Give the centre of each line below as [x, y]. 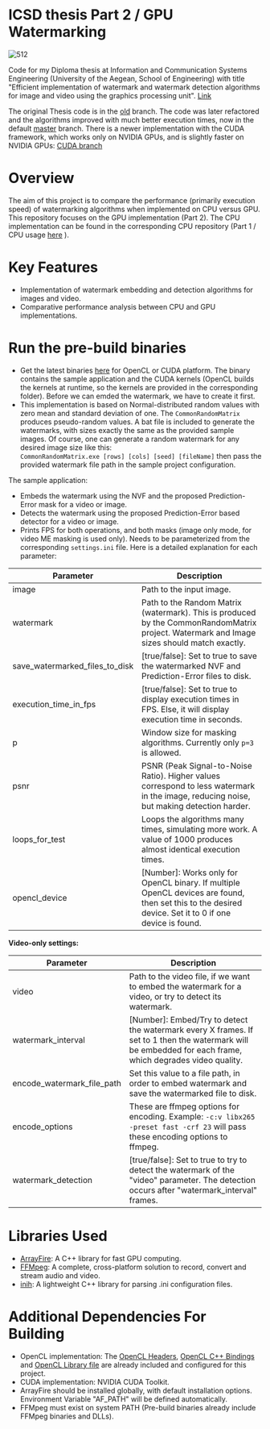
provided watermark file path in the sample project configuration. [128, 465]
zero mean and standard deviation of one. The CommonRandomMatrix [130, 413]
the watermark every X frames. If [191, 1030]
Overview [41, 178]
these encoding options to [178, 1136]
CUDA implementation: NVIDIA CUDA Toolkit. [95, 1381]
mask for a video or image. [83, 504]
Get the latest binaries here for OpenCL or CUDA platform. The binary [135, 370]
